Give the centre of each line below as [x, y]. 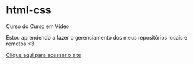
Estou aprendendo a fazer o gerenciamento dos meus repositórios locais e [97, 37]
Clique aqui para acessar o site [44, 55]
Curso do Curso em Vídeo [38, 26]
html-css [29, 10]
